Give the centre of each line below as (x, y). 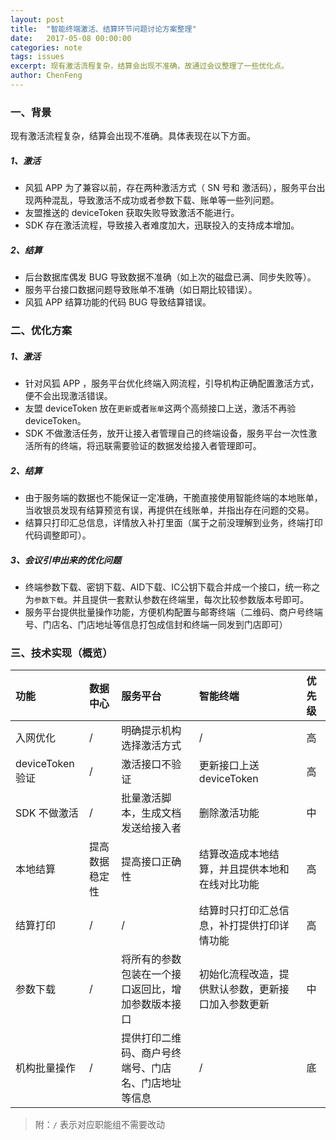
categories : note (46, 47)
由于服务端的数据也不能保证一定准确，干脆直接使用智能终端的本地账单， (173, 497)
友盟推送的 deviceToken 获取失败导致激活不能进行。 (132, 213)
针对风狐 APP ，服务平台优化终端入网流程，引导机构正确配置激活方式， (172, 383)
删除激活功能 (229, 813)
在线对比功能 (229, 884)
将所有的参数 (151, 959)
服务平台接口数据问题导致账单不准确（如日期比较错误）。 (141, 290)
